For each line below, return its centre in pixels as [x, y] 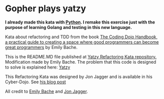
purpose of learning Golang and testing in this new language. [69, 27]
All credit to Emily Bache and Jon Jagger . [47, 91]
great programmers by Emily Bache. [41, 47]
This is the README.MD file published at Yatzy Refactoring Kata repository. [81, 56]
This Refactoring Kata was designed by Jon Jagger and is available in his [79, 76]
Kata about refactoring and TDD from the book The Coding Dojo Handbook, [81, 37]
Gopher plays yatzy [46, 9]
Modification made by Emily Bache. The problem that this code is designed [81, 62]
